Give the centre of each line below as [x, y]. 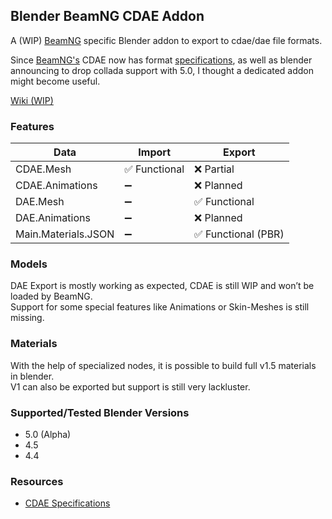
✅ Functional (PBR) [239, 234]
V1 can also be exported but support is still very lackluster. [130, 386]
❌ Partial [214, 169]
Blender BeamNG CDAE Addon [107, 16]
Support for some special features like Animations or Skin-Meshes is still [160, 307]
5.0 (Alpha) [48, 434]
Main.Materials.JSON [65, 234]
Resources [37, 481]
